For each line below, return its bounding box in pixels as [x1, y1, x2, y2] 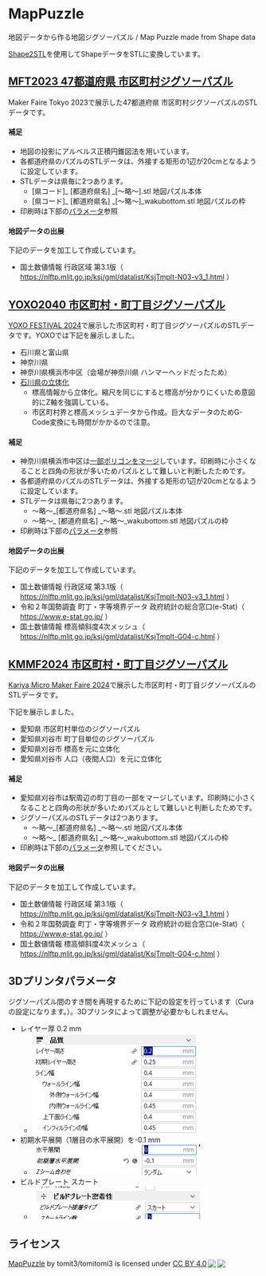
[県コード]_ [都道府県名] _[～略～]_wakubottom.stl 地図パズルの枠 [31, 196, 246, 206]
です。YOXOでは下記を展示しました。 [14, 330, 139, 340]
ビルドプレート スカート [19, 1177, 100, 1187]
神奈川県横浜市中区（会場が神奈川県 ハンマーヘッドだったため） [19, 367, 232, 377]
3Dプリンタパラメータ [8, 974, 117, 988]
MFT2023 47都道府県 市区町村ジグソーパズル [8, 75, 233, 89]
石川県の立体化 [19, 377, 69, 387]
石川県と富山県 [19, 347, 69, 357]
